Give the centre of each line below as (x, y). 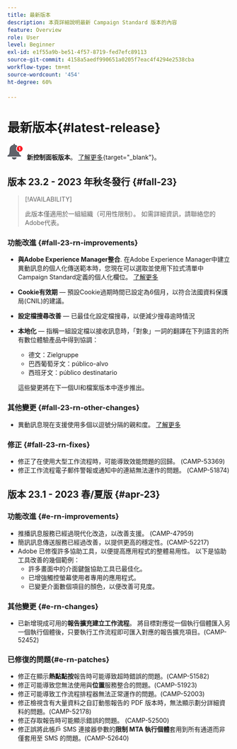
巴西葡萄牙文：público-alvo (68, 364)
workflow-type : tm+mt (39, 67)
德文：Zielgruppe (53, 355)
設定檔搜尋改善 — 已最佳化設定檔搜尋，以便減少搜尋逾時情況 (106, 316)
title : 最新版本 (29, 15)
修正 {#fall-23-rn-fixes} (49, 444)
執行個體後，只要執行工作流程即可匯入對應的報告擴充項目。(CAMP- (128, 632)
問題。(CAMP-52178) (61, 712)
